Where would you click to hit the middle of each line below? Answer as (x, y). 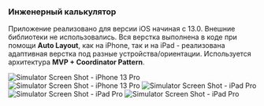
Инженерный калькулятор (62, 12)
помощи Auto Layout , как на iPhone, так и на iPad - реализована (117, 46)
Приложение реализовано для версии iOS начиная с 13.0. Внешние (122, 29)
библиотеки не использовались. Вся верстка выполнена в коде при (123, 37)
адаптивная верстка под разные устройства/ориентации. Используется (130, 54)
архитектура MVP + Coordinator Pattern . (76, 62)
